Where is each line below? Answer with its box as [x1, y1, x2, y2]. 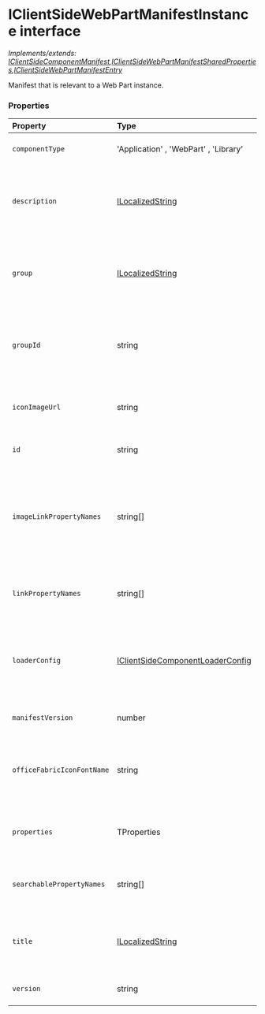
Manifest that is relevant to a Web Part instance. [8, 80, 164, 90]
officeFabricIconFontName [12, 766, 110, 774]
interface [19, 22, 81, 40]
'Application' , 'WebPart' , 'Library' [117, 144, 244, 155]
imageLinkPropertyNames [12, 513, 102, 521]
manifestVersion [12, 714, 73, 722]
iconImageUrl [12, 403, 62, 412]
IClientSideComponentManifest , [8, 57, 112, 66]
